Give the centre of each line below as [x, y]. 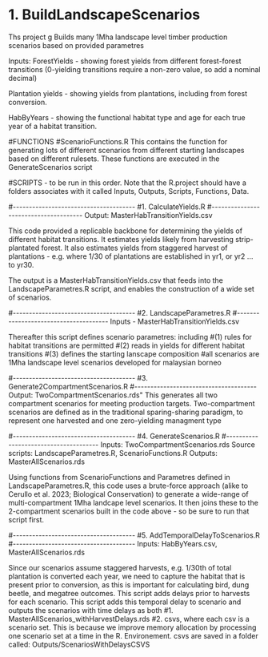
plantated [24, 248]
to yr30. [21, 264]
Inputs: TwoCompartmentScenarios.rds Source [178, 444]
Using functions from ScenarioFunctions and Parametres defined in [119, 477]
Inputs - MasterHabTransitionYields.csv [175, 321]
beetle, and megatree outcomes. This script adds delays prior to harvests [129, 593]
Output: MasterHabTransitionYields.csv [149, 215]
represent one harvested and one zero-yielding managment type [115, 420]
